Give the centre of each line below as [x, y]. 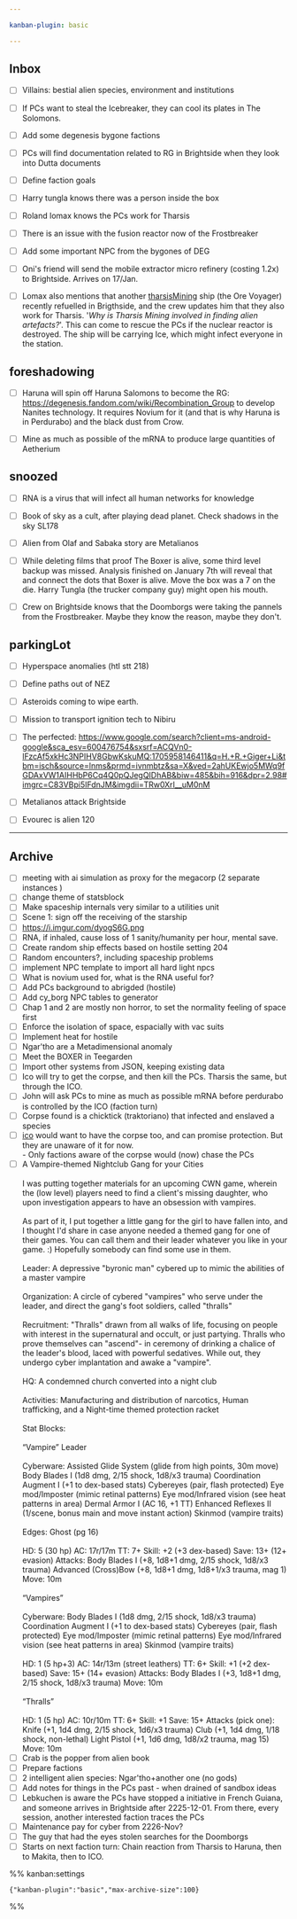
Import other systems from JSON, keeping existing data [123, 1067]
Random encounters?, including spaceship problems [118, 957]
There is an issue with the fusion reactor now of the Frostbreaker [140, 233]
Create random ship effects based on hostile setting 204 [125, 947]
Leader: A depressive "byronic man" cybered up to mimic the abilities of [153, 1268]
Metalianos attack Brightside [74, 802]
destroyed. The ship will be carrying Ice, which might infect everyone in [152, 334]
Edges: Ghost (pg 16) [60, 1532]
